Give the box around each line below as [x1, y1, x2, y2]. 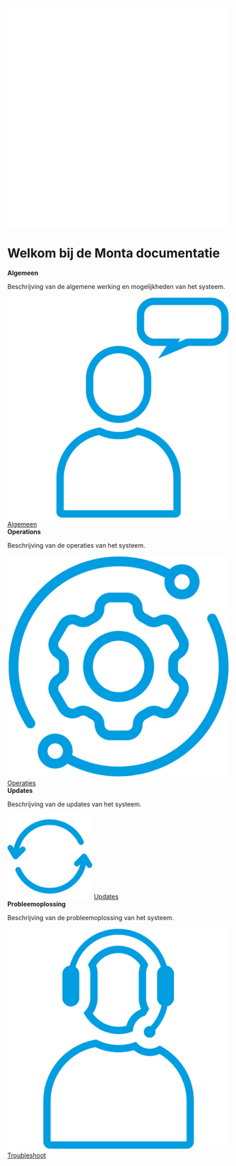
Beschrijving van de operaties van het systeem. [7, 541, 146, 549]
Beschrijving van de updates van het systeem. [7, 800, 142, 808]
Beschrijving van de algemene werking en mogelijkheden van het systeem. [7, 282, 225, 290]
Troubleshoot [7, 1150, 47, 1160]
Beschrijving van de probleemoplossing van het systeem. [7, 913, 175, 921]
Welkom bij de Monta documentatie [7, 245, 220, 261]
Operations [7, 527, 41, 536]
